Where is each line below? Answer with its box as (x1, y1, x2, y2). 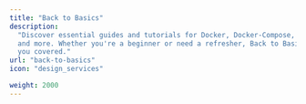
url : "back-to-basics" (9, 56, 96, 65)
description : (9, 22, 59, 31)
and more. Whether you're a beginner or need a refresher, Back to (17, 38, 280, 48)
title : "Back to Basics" (9, 13, 104, 23)
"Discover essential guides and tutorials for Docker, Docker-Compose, (17, 30, 296, 39)
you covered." (17, 47, 71, 57)
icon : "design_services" (9, 65, 104, 74)
